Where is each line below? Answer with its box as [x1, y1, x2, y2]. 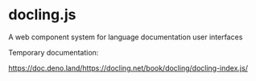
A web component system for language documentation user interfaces [8, 32, 243, 42]
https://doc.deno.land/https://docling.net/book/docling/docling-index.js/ [8, 63, 248, 73]
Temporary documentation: [8, 47, 99, 57]
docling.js [8, 6, 76, 24]
